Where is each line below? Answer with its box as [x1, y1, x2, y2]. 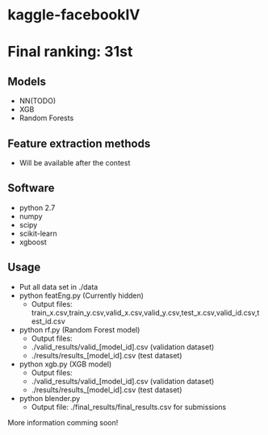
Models [7, 74, 46, 88]
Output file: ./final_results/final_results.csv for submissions [31, 402, 227, 412]
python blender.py [19, 393, 81, 403]
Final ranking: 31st [7, 43, 133, 61]
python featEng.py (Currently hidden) [19, 291, 144, 300]
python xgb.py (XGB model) [19, 359, 112, 369]
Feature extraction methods [7, 136, 151, 150]
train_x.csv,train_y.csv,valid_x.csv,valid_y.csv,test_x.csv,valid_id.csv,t [31, 307, 260, 317]
